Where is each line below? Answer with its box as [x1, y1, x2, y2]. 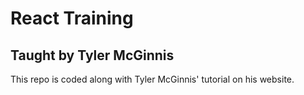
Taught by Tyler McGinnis [10, 47, 175, 64]
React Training [10, 7, 134, 30]
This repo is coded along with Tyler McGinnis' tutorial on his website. [10, 73, 295, 85]
